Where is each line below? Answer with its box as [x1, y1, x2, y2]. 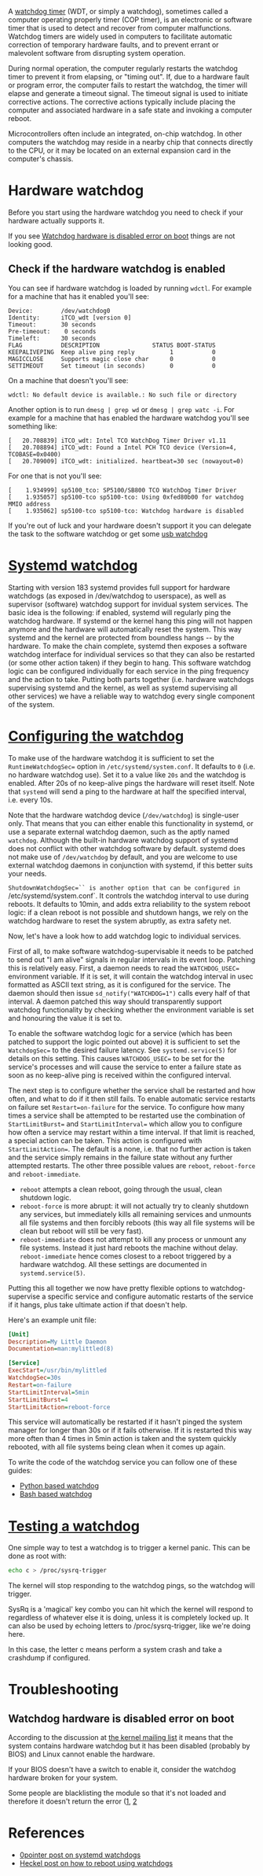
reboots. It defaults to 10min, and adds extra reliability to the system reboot [8, 899, 251, 909]
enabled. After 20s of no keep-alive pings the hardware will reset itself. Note [8, 778, 255, 787]
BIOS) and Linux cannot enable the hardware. [8, 1749, 155, 1759]
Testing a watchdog [8, 1517, 140, 1535]
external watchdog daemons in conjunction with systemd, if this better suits [8, 861, 254, 870]
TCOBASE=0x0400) [8, 450, 61, 459]
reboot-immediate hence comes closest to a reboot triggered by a [19, 1251, 232, 1261]
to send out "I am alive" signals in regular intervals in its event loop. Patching [8, 955, 256, 964]
